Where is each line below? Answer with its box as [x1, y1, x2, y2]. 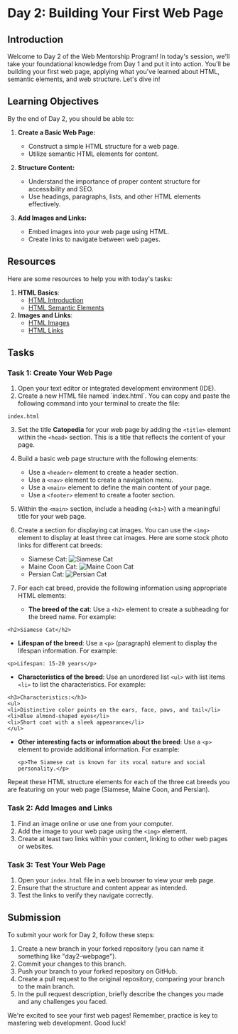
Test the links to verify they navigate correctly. [17, 891, 154, 900]
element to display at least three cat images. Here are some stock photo [17, 534, 229, 542]
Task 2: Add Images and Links [7, 803, 113, 813]
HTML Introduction [28, 295, 84, 304]
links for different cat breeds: [17, 541, 103, 549]
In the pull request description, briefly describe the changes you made [17, 989, 224, 998]
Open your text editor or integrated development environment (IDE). [17, 384, 217, 393]
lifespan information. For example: [17, 646, 118, 655]
